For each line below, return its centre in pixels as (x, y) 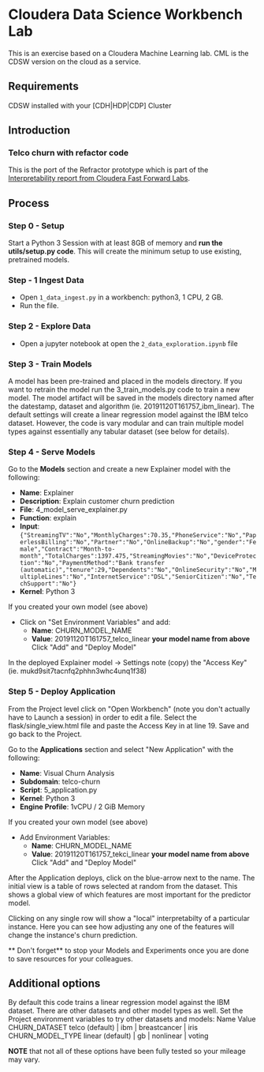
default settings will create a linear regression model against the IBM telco (128, 415)
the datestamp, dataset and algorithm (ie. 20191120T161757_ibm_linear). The (131, 406)
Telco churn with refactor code (69, 153)
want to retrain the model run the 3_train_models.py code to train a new (124, 389)
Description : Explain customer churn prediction (97, 501)
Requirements (43, 87)
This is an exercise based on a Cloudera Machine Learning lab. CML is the (129, 53)
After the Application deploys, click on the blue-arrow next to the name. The (132, 878)
